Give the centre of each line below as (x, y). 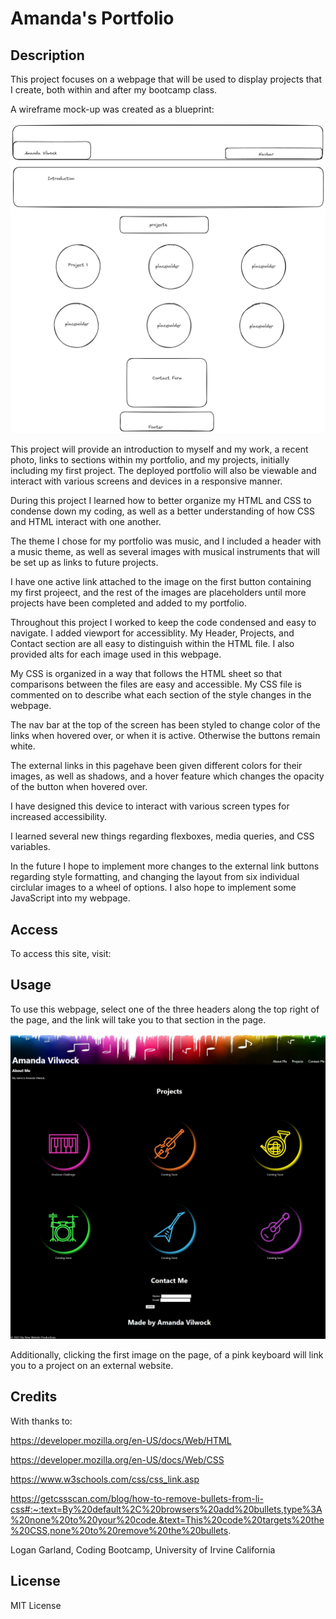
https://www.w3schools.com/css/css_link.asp (105, 1479)
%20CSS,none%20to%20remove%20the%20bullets (119, 1530)
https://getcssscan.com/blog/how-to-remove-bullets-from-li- (137, 1498)
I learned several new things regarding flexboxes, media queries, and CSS (162, 836)
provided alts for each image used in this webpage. (116, 654)
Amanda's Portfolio (92, 18)
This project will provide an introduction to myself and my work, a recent (159, 449)
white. (23, 746)
